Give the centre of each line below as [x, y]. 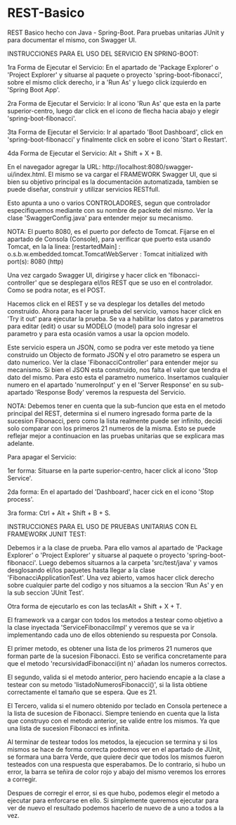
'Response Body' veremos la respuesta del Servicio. [110, 392]
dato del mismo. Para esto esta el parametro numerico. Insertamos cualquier [118, 377]
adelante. [21, 443]
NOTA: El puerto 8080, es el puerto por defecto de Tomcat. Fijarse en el [111, 231]
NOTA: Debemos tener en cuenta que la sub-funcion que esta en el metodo [117, 406]
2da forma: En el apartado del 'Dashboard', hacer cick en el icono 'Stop [111, 492]
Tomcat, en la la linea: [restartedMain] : [64, 246]
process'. [21, 499]
